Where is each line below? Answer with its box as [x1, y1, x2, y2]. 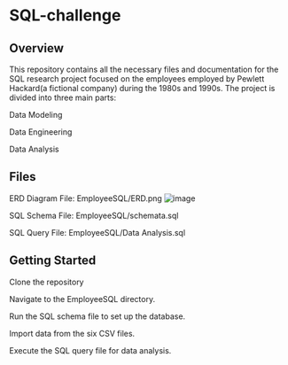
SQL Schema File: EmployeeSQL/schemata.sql [9, 210, 179, 221]
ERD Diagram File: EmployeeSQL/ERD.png [9, 192, 162, 204]
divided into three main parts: [9, 92, 117, 103]
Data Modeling [9, 110, 63, 120]
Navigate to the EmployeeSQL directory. [9, 293, 156, 304]
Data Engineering [9, 127, 73, 137]
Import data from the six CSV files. [9, 328, 136, 338]
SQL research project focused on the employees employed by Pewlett [9, 74, 265, 84]
